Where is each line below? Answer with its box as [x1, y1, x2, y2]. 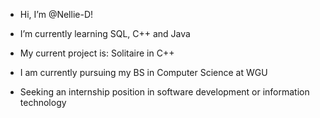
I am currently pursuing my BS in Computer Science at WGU [19, 67, 268, 78]
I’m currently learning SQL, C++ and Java [19, 28, 191, 39]
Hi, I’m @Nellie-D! [19, 9, 94, 20]
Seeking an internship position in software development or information [19, 86, 310, 98]
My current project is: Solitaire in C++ [19, 47, 175, 59]
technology [19, 97, 67, 108]
